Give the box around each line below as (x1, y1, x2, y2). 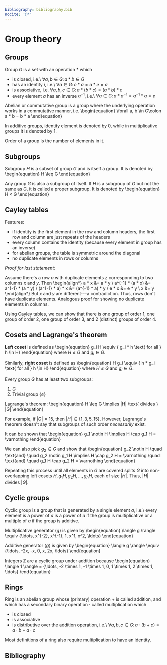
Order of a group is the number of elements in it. (5, 138, 105, 144)
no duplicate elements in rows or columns (12, 255, 99, 261)
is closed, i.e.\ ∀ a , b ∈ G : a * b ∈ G (12, 76, 85, 82)
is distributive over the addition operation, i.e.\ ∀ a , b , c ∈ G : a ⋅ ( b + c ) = (12, 622, 160, 628)
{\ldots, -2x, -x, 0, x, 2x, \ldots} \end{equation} (5, 548, 101, 554)
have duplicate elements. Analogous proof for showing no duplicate (5, 296, 145, 302)
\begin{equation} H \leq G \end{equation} (5, 171, 91, 177)
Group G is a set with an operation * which (5, 66, 92, 72)
